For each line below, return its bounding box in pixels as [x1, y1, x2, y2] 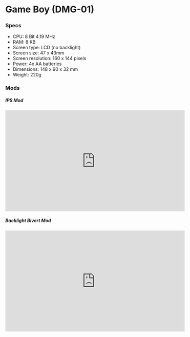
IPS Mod [5, 97, 24, 103]
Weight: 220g [12, 72, 42, 78]
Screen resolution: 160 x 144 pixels [12, 55, 87, 62]
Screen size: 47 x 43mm [12, 50, 65, 56]
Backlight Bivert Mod [5, 217, 51, 224]
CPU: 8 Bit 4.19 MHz [12, 33, 55, 39]
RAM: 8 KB [12, 39, 36, 45]
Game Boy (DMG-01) [5, 4, 95, 15]
